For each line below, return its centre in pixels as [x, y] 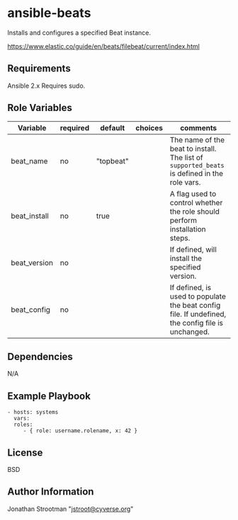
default [113, 127]
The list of [186, 157]
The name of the [197, 139]
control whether [196, 202]
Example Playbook [49, 396]
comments [199, 127]
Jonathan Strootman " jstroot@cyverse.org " [70, 509]
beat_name [29, 161]
